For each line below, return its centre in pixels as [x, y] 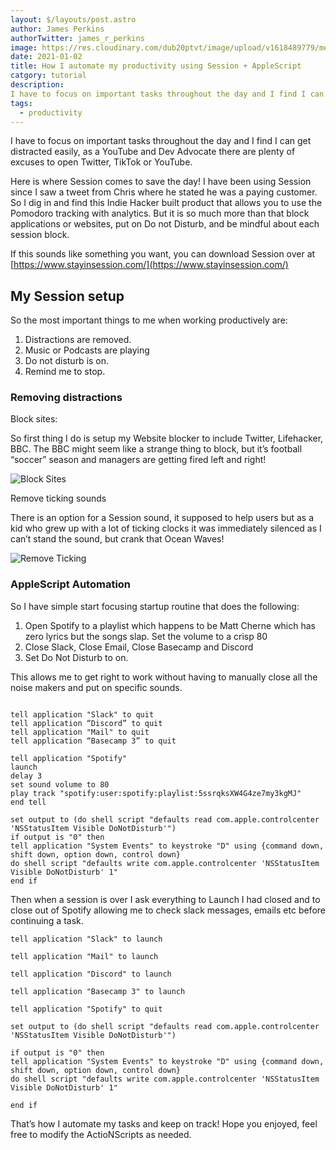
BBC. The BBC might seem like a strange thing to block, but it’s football [156, 449]
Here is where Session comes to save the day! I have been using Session [161, 182]
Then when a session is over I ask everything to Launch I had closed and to [165, 899]
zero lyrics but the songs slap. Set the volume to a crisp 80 [146, 636]
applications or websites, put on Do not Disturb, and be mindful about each [165, 224]
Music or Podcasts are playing [87, 350]
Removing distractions [66, 398]
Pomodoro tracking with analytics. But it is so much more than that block [160, 213]
